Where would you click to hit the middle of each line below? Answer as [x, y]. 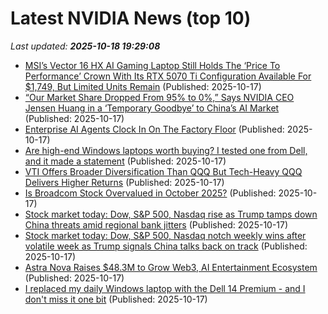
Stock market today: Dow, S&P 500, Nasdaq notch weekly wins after [165, 235]
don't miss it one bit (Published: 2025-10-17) [116, 299]
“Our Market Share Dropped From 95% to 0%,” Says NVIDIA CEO [159, 97]
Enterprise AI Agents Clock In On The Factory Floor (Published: [154, 129]
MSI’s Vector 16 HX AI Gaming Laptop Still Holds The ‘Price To [152, 65]
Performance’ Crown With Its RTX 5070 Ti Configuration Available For [168, 76]
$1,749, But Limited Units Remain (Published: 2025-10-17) [143, 86]
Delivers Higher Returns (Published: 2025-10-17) [124, 182]
